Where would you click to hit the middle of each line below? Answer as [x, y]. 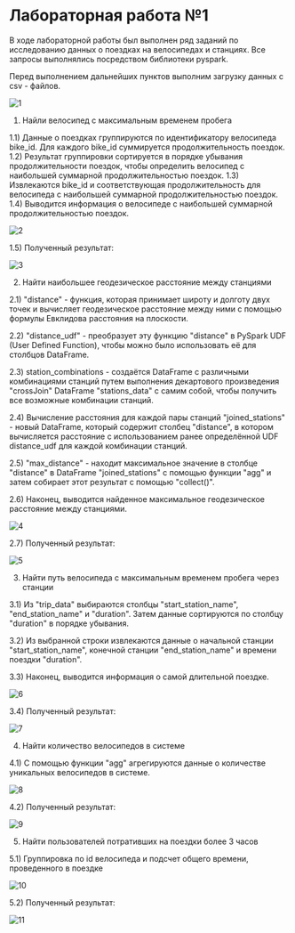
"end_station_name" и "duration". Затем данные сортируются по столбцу [147, 613]
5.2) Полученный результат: [62, 902]
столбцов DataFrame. [49, 354]
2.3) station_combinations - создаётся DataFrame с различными [129, 371]
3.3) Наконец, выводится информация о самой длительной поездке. [139, 677]
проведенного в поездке [56, 868]
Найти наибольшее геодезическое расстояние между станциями [147, 282]
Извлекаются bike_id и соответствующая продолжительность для [135, 184]
